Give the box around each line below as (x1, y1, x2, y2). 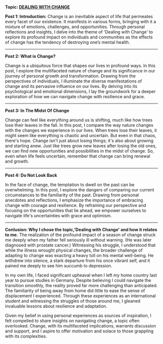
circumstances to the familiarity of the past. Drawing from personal (5, 192, 139, 198)
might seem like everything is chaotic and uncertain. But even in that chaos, (5, 133, 157, 138)
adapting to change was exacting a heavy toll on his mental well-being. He (5, 253, 154, 258)
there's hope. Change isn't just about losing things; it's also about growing (5, 138, 154, 143)
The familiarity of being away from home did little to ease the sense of (5, 288, 146, 293)
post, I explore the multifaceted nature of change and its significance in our (5, 68, 155, 73)
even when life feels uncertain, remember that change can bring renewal (5, 153, 150, 159)
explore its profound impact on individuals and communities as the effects (5, 34, 153, 40)
